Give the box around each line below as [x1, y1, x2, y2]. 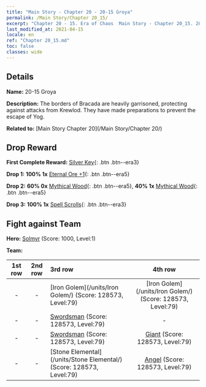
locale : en [6, 32, 34, 38]
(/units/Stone [50, 355, 88, 364]
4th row [153, 265, 176, 274]
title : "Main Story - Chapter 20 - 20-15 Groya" [6, 9, 133, 15]
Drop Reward [6, 142, 57, 153]
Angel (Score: [144, 355, 185, 364]
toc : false [6, 44, 34, 50]
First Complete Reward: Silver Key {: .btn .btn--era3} [6, 159, 140, 166]
